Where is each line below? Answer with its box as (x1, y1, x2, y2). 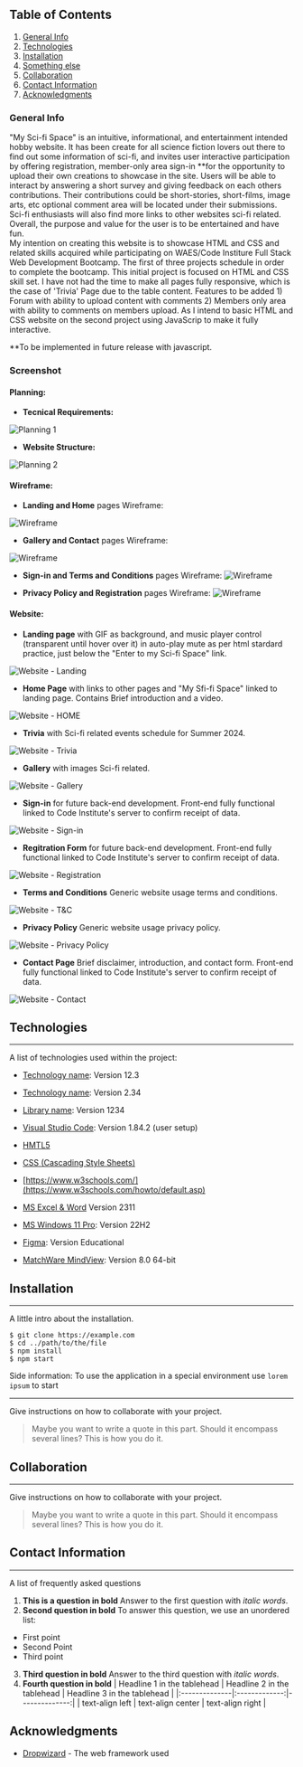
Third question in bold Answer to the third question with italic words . (22, 1668, 280, 1679)
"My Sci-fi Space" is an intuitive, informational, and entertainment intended (9, 132, 289, 143)
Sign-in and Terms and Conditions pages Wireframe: (22, 570, 223, 581)
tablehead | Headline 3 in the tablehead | (22, 1687, 174, 1698)
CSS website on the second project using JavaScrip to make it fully (9, 315, 259, 326)
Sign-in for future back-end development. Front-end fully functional (22, 798, 275, 808)
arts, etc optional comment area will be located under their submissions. (9, 199, 278, 211)
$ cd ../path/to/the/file (9, 1338, 106, 1348)
